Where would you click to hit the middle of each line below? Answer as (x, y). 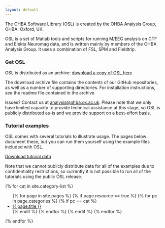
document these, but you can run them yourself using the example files (78, 142)
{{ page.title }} (27, 206)
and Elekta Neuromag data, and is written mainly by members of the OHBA (81, 44)
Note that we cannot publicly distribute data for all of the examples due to (80, 166)
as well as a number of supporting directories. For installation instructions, (80, 88)
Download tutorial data (28, 157)
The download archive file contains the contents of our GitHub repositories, (82, 82)
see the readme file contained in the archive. (50, 92)
